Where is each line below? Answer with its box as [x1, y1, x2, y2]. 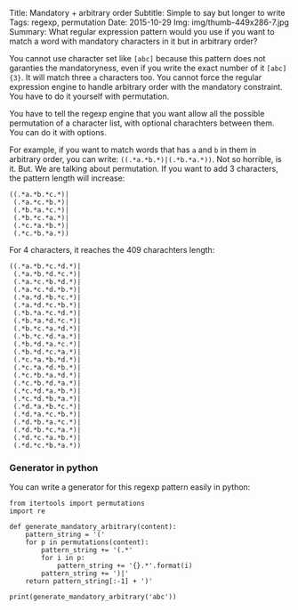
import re [9, 507, 46, 516]
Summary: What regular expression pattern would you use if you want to [9, 27, 275, 37]
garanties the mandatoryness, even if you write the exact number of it [9, 62, 265, 73]
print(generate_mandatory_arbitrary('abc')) [9, 592, 177, 602]
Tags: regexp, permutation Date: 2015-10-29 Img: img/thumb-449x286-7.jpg [9, 17, 289, 28]
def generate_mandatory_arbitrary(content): [9, 523, 177, 532]
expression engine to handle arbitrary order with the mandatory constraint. [9, 82, 283, 92]
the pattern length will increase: [9, 173, 125, 183]
